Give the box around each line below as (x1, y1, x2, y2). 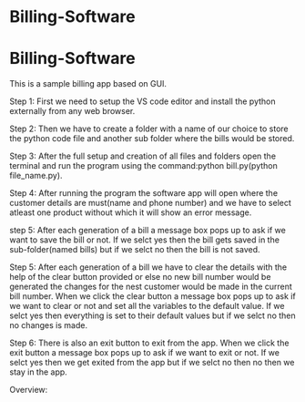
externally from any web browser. (9, 106, 136, 117)
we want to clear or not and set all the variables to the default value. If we (9, 301, 285, 312)
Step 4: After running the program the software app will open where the (9, 188, 279, 199)
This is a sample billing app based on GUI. (9, 78, 167, 89)
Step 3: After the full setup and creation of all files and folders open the (9, 150, 276, 161)
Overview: (9, 385, 48, 396)
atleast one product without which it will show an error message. (9, 207, 252, 218)
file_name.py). (9, 170, 63, 181)
